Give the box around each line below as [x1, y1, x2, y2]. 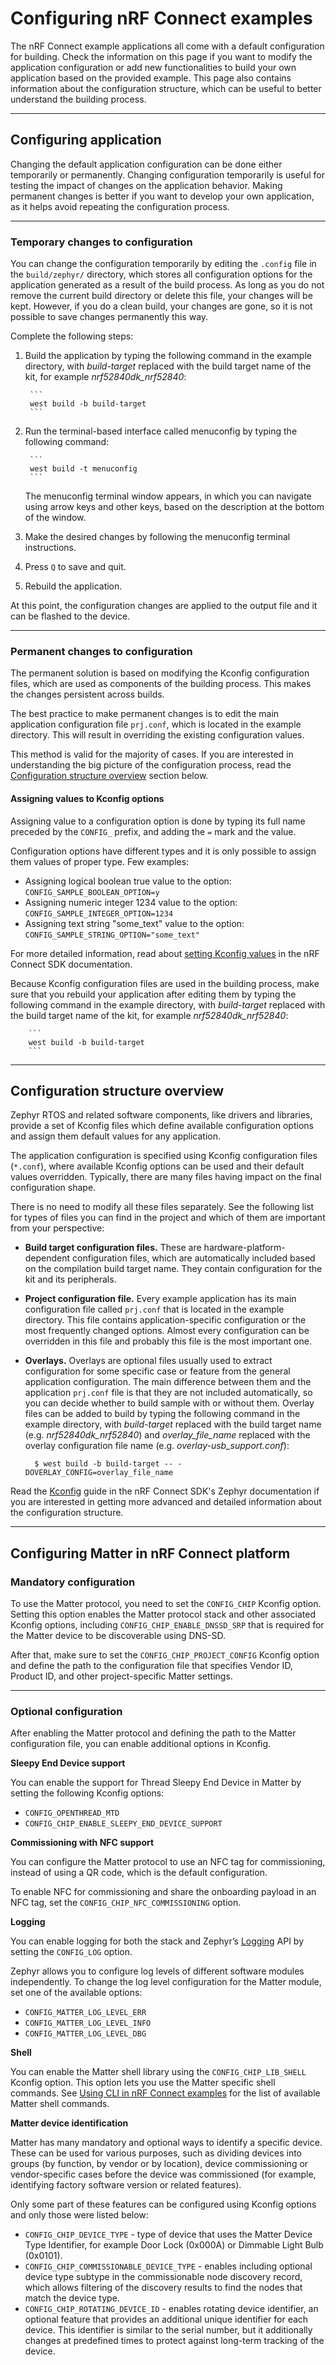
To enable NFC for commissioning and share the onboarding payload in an [10, 1886, 317, 1898]
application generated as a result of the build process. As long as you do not [10, 279, 325, 291]
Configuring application [10, 132, 162, 149]
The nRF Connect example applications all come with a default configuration [10, 40, 325, 52]
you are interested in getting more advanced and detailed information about [10, 1496, 322, 1508]
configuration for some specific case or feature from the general [24, 1365, 291, 1377]
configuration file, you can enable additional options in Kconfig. [10, 1738, 272, 1750]
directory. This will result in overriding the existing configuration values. [10, 729, 305, 741]
